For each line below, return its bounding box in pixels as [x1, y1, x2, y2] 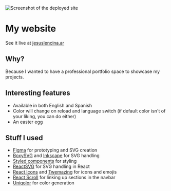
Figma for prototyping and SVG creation [12, 147, 98, 154]
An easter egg [12, 119, 43, 125]
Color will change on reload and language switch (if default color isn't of [12, 108, 166, 114]
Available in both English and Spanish [12, 102, 92, 108]
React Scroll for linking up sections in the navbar [12, 175, 116, 181]
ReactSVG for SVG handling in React [12, 163, 90, 169]
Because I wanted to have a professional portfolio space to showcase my [5, 68, 160, 74]
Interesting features [5, 89, 70, 98]
